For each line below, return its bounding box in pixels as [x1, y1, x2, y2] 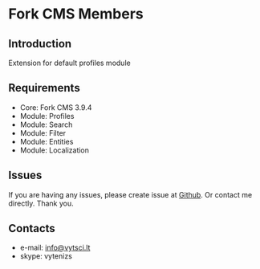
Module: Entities [19, 137, 74, 146]
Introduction [8, 37, 72, 51]
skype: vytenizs [19, 251, 72, 261]
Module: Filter [19, 128, 67, 137]
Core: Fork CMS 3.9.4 [19, 102, 92, 112]
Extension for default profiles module [8, 58, 131, 67]
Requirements [8, 81, 80, 95]
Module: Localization [19, 145, 90, 155]
